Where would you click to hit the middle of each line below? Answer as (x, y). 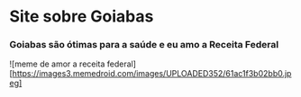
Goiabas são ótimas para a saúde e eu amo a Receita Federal (144, 45)
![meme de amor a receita (57, 64)
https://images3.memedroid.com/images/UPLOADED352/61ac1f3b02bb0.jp (152, 74)
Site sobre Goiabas (82, 17)
